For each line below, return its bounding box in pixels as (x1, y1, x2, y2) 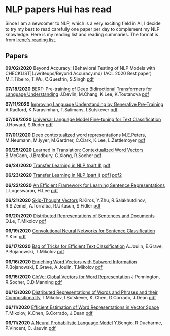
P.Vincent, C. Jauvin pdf (5, 325, 56, 331)
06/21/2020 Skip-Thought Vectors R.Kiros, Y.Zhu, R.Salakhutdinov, (5, 197, 146, 203)
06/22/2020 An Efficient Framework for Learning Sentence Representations (5, 182, 165, 188)
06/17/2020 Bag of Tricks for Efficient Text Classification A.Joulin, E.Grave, (5, 243, 163, 249)
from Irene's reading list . (5, 37, 57, 43)
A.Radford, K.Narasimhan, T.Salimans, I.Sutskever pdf (5, 106, 118, 113)
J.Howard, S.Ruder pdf (5, 121, 53, 128)
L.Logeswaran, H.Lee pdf (5, 187, 58, 193)
